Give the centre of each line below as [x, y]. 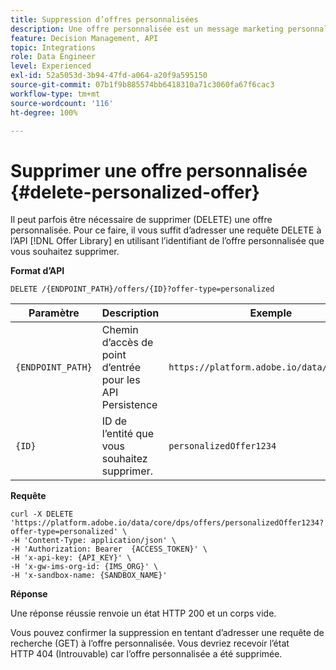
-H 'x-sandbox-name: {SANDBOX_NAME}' [89, 576]
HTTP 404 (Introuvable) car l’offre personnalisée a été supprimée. [146, 654]
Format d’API [37, 271]
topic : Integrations [53, 47]
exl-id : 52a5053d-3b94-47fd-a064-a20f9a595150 [109, 76]
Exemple [271, 313]
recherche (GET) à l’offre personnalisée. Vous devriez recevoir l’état [150, 643]
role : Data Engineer [53, 57]
